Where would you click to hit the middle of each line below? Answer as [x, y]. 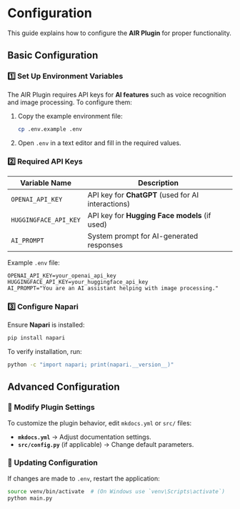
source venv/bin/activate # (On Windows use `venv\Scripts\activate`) [116, 491]
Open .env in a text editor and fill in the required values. [99, 143]
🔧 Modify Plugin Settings [51, 407]
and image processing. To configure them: [70, 102]
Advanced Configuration [64, 387]
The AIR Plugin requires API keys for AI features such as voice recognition [117, 94]
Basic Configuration [53, 55]
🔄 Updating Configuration [53, 463]
